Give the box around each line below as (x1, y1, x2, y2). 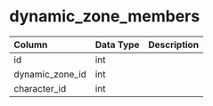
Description (148, 38, 199, 51)
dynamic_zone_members (9, 6, 201, 27)
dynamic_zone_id (13, 68, 87, 80)
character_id (13, 82, 67, 94)
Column (13, 38, 48, 51)
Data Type (94, 38, 140, 51)
